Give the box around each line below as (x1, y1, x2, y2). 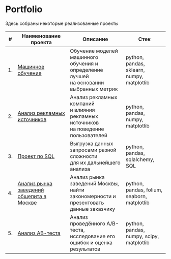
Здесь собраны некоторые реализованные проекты (5, 20, 119, 26)
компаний (70, 100, 95, 107)
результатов (70, 245, 101, 252)
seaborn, (125, 192, 147, 200)
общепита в (17, 192, 47, 200)
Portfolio (5, 4, 43, 15)
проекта (31, 39, 52, 46)
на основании (70, 79, 104, 86)
